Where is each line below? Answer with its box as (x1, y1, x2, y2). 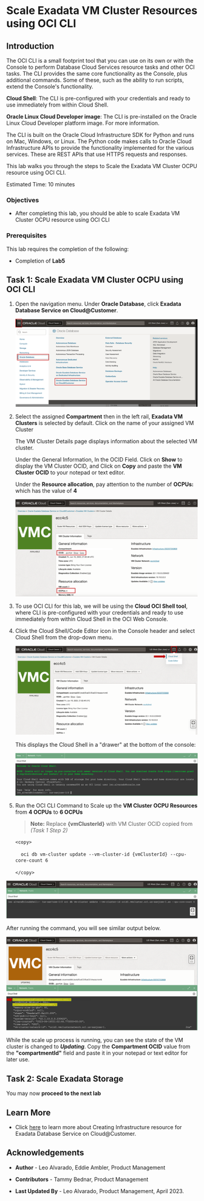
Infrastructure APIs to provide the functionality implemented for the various (6, 144, 194, 151)
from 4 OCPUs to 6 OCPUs (15, 808, 83, 816)
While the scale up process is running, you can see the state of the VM (6, 1037, 183, 1044)
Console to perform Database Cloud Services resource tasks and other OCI (6, 63, 195, 71)
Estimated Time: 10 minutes (6, 181, 75, 188)
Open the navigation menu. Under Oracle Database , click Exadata (15, 300, 182, 308)
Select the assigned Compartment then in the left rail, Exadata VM (15, 412, 183, 420)
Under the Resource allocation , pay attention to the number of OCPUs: (15, 481, 194, 488)
